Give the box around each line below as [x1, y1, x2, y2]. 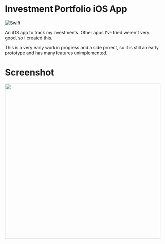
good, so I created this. [5, 35, 53, 41]
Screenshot [5, 67, 54, 78]
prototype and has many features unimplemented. [5, 50, 108, 56]
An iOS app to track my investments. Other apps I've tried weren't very [5, 29, 150, 35]
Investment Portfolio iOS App [5, 3, 127, 15]
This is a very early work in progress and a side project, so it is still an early [5, 44, 159, 50]
